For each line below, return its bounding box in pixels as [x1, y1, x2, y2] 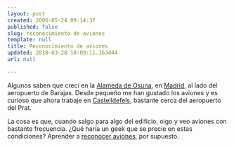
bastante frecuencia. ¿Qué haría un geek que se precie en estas [7, 124, 193, 133]
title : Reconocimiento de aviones [7, 43, 109, 50]
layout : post [7, 10, 46, 17]
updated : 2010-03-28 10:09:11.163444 [7, 50, 118, 57]
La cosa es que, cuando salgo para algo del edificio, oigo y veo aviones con [7, 117, 227, 125]
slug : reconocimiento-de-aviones [7, 29, 105, 37]
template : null [7, 36, 52, 43]
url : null [7, 56, 37, 63]
